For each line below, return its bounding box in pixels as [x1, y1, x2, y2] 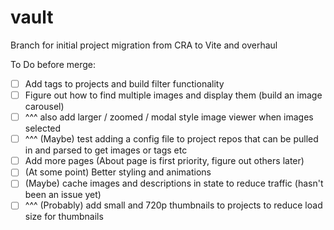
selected [24, 122, 62, 135]
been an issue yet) [24, 189, 102, 201]
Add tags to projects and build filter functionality [24, 77, 225, 90]
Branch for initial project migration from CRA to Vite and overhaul [10, 39, 278, 51]
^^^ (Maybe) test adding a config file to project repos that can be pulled [24, 133, 319, 145]
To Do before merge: [10, 58, 96, 70]
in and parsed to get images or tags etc [24, 144, 188, 156]
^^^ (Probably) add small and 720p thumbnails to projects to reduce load [24, 199, 323, 211]
